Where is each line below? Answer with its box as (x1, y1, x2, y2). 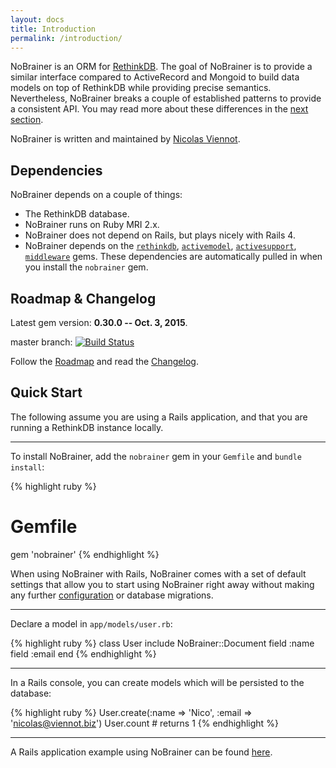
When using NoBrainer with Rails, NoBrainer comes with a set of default (10, 567, 307, 580)
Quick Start (10, 384, 83, 401)
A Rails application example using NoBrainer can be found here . (10, 746, 273, 758)
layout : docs (10, 14, 65, 25)
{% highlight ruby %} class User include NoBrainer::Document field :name (10, 637, 315, 649)
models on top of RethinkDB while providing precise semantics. (10, 82, 272, 94)
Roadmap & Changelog (10, 290, 157, 307)
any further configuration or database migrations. (10, 589, 214, 601)
